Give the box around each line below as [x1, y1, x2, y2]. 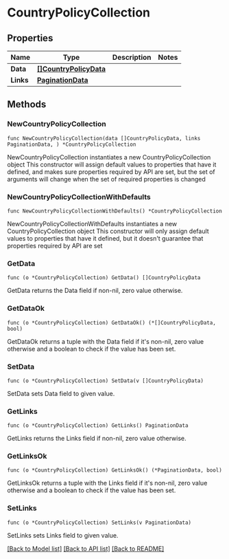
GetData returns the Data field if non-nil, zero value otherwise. [7, 287, 183, 295]
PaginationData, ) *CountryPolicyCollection [7, 141, 136, 148]
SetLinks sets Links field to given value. [7, 531, 119, 539]
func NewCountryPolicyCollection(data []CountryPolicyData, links [7, 135, 201, 142]
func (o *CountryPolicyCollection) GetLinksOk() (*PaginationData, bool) [7, 467, 223, 474]
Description [112, 53, 152, 62]
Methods [7, 98, 47, 111]
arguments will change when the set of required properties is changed [7, 175, 206, 183]
